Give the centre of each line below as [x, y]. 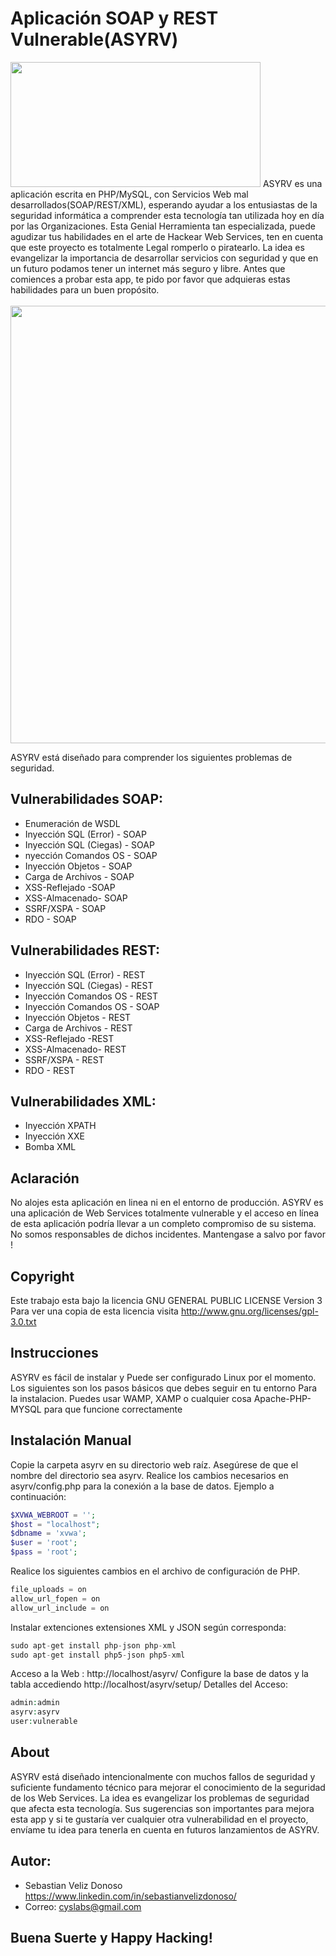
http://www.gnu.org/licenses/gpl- [249, 1311]
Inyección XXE [54, 1136]
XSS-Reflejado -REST [69, 1038]
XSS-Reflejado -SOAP [70, 887]
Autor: [31, 1861]
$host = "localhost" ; [55, 1524]
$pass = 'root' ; [44, 1552]
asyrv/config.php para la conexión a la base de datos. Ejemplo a [142, 1486]
